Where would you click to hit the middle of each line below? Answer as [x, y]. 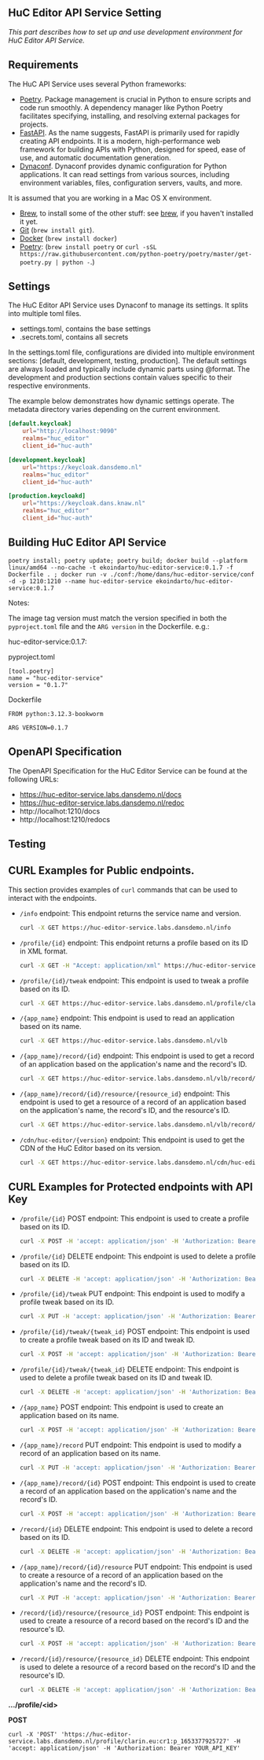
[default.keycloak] [40, 424]
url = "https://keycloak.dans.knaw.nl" [84, 503]
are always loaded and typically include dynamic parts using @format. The [129, 369]
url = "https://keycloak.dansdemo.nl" [82, 467]
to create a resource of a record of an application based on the [121, 1574]
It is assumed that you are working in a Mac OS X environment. [110, 198]
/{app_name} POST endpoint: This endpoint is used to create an [121, 1407]
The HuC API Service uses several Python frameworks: [97, 84]
